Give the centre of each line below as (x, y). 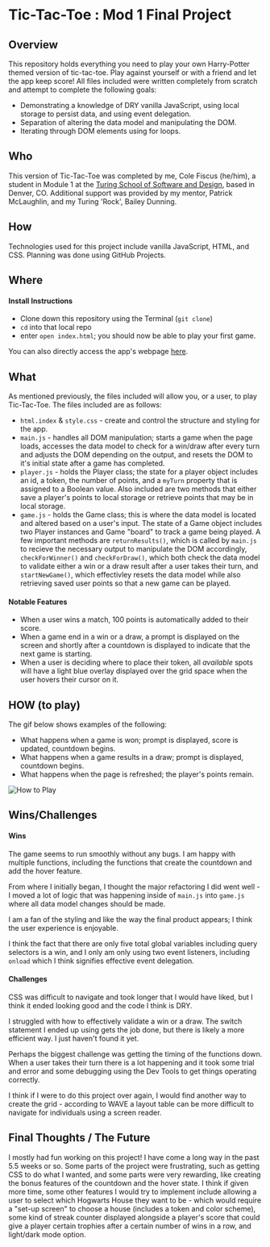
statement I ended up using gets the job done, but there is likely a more (127, 1029)
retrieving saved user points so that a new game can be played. (125, 583)
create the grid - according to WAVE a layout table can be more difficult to (131, 1103)
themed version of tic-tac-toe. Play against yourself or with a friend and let (133, 73)
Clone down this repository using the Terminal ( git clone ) (116, 319)
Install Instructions (41, 301)
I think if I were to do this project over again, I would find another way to (128, 1095)
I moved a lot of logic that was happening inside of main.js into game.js (127, 895)
